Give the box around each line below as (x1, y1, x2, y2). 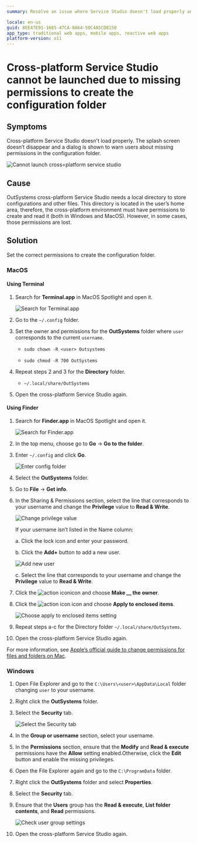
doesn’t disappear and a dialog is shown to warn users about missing (6, 143, 174, 150)
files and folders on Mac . (6, 653, 67, 660)
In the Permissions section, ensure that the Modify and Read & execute (15, 744, 189, 751)
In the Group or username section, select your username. (15, 732, 154, 739)
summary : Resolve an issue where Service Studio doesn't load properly (6, 8, 185, 15)
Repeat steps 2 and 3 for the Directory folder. (15, 368, 126, 375)
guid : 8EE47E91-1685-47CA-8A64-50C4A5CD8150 (6, 25, 117, 31)
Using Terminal (6, 280, 44, 288)
